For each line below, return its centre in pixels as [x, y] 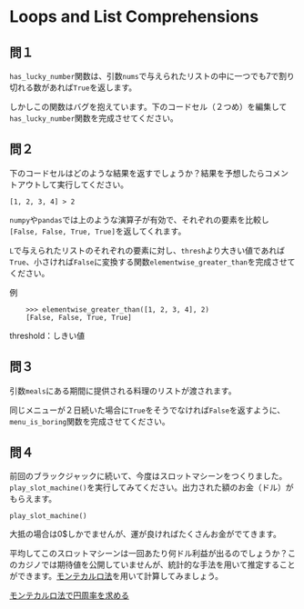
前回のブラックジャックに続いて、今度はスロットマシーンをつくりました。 [148, 476]
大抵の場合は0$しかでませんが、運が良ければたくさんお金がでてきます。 [146, 534]
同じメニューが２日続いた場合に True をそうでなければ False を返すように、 [147, 410]
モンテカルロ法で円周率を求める [69, 595]
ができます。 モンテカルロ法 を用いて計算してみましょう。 [116, 576]
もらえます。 [33, 499]
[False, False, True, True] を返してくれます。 [98, 231]
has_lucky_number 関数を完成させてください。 [94, 118]
